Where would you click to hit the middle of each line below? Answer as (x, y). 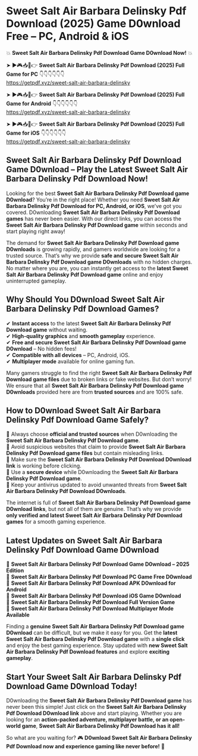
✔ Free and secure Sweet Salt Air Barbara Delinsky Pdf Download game (96, 342)
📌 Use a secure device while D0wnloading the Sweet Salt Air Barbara (92, 472)
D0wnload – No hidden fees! (42, 348)
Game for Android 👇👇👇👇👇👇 (42, 103)
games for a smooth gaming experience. (56, 522)
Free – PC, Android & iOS (67, 36)
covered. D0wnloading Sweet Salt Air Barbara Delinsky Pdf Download (93, 212)
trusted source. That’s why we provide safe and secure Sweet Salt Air (92, 255)
